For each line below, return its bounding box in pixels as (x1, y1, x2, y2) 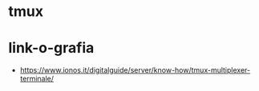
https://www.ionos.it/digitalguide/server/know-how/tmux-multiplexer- (19, 65, 251, 75)
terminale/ (19, 74, 55, 84)
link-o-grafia (8, 39, 95, 57)
